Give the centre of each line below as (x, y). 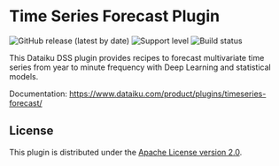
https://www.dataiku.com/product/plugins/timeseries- (168, 94)
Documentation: (39, 94)
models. (24, 76)
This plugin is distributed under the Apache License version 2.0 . (126, 152)
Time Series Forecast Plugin (114, 16)
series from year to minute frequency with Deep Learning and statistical (140, 67)
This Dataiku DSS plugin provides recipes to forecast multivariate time (137, 57)
